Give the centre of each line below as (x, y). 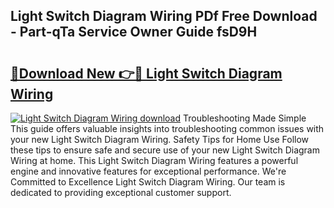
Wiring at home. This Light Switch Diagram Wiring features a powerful (154, 160)
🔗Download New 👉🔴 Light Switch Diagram (146, 73)
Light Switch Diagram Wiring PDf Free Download (164, 16)
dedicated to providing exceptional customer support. (121, 192)
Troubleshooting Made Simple (244, 118)
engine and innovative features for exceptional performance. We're (148, 171)
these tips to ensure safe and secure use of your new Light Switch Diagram (165, 150)
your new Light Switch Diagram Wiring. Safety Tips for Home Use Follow (160, 139)
